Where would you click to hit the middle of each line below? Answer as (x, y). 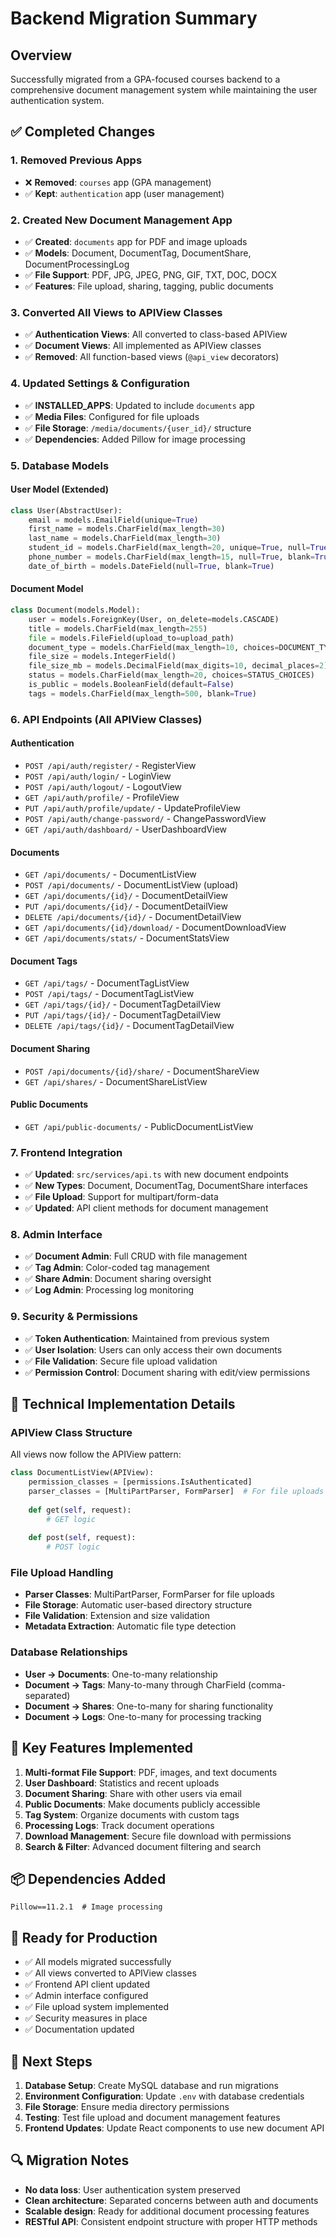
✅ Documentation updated (79, 2029)
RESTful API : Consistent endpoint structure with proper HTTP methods (171, 2221)
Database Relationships (69, 1652)
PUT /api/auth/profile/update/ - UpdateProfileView (132, 808)
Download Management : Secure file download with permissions (158, 1836)
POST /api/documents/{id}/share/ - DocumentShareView (142, 1071)
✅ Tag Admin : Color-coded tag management (117, 1268)
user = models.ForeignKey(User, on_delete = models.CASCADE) (154, 619)
